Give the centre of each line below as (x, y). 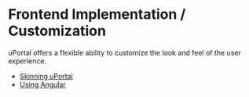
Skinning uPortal (46, 76)
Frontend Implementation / (97, 14)
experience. (27, 61)
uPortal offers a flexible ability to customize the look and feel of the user (124, 52)
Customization (57, 31)
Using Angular (43, 84)
